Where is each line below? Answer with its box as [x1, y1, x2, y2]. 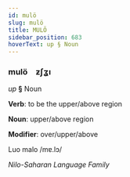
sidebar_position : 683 [8, 33, 82, 42]
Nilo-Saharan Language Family [8, 160, 110, 169]
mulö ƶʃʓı [8, 67, 52, 78]
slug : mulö [8, 19, 44, 27]
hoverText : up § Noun [8, 41, 79, 49]
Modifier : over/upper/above [8, 130, 99, 139]
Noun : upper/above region [8, 114, 94, 124]
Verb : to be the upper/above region [8, 99, 123, 109]
